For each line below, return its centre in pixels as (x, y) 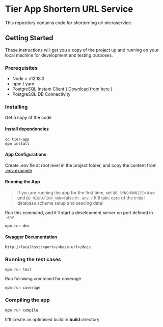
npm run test (18, 270)
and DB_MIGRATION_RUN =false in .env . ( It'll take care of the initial (81, 198)
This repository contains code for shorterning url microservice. (69, 23)
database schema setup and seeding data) (60, 203)
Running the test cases (33, 260)
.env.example (19, 170)
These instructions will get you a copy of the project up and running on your (82, 50)
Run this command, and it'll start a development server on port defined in (79, 213)
